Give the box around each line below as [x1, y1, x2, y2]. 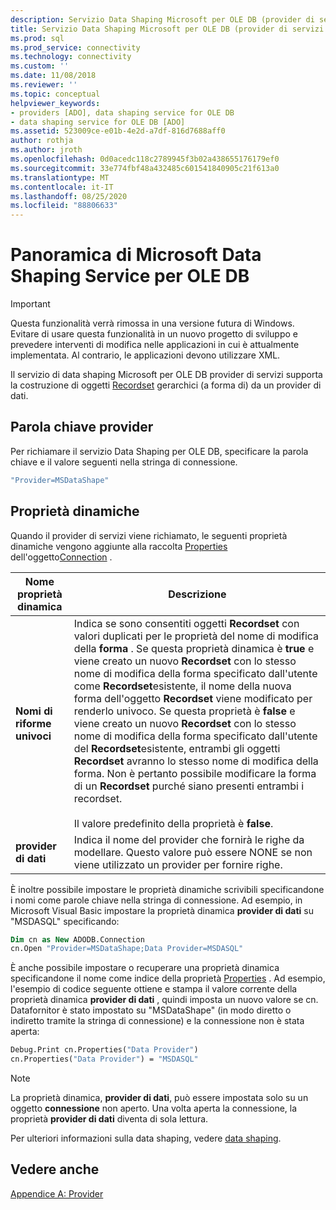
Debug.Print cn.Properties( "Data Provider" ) [10, 1045, 199, 1055]
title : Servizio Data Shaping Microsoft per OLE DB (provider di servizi [10, 24, 325, 34]
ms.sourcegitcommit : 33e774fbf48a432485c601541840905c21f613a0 [10, 163, 280, 173]
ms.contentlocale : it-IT [10, 182, 114, 192]
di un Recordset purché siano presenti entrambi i [73, 779, 305, 793]
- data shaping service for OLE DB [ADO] [10, 117, 186, 127]
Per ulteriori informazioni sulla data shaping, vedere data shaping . [10, 1132, 282, 1145]
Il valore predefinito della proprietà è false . [73, 816, 274, 830]
